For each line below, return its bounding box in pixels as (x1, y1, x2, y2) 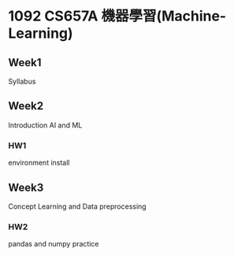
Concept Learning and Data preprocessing (8, 202, 147, 211)
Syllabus (8, 76, 36, 86)
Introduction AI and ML (8, 120, 83, 130)
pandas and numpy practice (8, 239, 99, 249)
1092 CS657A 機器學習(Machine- (8, 7, 227, 25)
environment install (8, 158, 70, 168)
